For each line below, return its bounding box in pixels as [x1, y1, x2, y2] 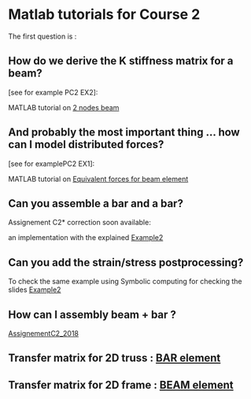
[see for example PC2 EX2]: [8, 87, 98, 97]
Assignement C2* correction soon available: [8, 218, 151, 227]
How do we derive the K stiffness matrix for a [8, 54, 234, 68]
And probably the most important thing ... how [8, 126, 240, 139]
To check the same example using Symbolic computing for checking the [8, 277, 242, 286]
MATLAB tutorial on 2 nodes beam [8, 102, 120, 112]
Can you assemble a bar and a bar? [8, 197, 183, 210]
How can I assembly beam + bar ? [8, 308, 177, 321]
